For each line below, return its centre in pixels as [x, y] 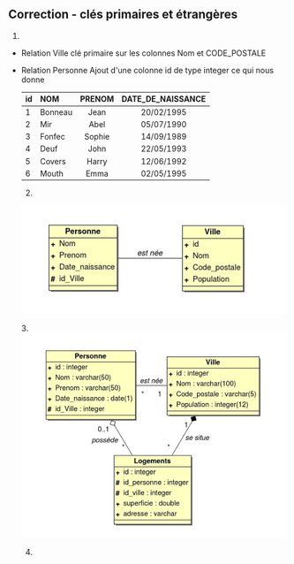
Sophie [97, 137]
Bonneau [56, 112]
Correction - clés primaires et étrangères [123, 15]
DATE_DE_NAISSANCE [164, 99]
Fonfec [53, 137]
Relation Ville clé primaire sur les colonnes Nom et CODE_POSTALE [143, 53]
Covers [53, 161]
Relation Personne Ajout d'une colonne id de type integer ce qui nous [147, 70]
